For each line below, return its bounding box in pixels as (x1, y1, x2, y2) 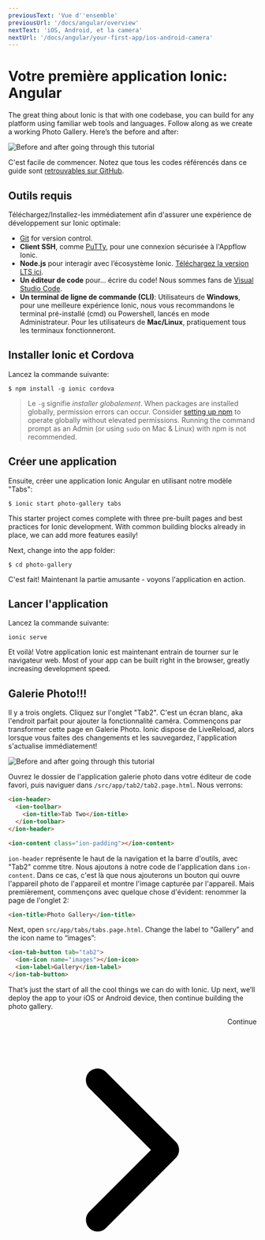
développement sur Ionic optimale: (8, 218, 121, 227)
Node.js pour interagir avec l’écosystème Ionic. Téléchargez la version (19, 259, 249, 268)
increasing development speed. (8, 664, 111, 674)
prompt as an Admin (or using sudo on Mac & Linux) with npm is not (27, 424, 247, 433)
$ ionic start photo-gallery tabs (8, 499, 122, 507)
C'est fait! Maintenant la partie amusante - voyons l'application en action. (8, 574, 246, 584)
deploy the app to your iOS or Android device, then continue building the (8, 993, 244, 1003)
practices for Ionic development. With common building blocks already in (8, 521, 246, 531)
